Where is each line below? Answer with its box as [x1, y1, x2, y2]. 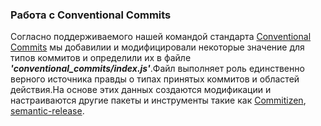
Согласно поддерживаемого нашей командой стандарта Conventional [10, 31, 312, 43]
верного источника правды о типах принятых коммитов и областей [10, 73, 300, 85]
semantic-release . [10, 105, 85, 117]
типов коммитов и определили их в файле [10, 52, 192, 64]
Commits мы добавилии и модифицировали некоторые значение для [10, 41, 305, 53]
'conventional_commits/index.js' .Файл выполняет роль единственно [10, 63, 305, 75]
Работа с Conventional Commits [10, 8, 172, 22]
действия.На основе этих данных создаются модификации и [10, 84, 272, 96]
